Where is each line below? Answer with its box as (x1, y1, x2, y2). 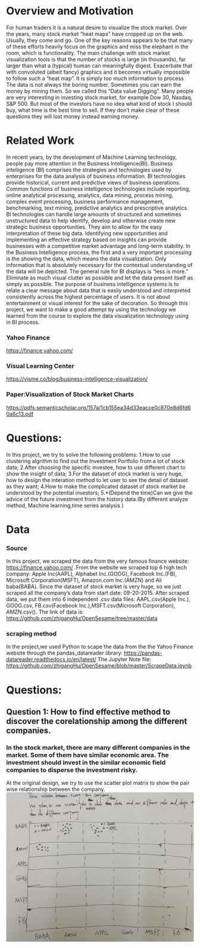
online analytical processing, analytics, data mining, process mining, (6, 191, 174, 198)
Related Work (6, 134, 74, 148)
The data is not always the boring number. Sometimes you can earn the (6, 81, 182, 88)
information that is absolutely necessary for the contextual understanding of (6, 261, 193, 268)
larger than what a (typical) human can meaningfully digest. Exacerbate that (6, 62, 193, 69)
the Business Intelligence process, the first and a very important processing (6, 248, 192, 256)
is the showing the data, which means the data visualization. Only (6, 255, 167, 262)
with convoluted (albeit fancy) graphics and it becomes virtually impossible (6, 68, 190, 75)
